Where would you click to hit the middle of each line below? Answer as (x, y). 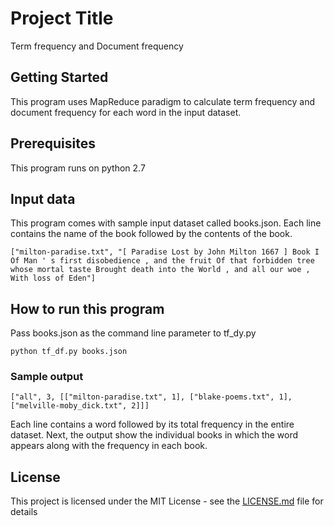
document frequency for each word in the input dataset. (126, 112)
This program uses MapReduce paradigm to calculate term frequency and (162, 101)
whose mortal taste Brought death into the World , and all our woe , (160, 270)
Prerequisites (53, 143)
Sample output (47, 377)
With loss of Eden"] (53, 278)
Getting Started (59, 77)
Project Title (62, 18)
